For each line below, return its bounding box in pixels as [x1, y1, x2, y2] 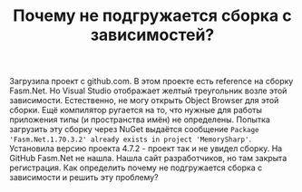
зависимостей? [90, 24, 215, 45]
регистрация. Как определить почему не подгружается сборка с [9, 162, 263, 173]
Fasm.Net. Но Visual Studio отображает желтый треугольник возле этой [9, 85, 287, 96]
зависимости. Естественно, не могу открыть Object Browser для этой [9, 95, 279, 106]
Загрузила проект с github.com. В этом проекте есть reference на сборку [9, 76, 294, 87]
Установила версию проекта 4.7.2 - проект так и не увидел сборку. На [9, 143, 283, 154]
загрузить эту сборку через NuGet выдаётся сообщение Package [9, 124, 260, 135]
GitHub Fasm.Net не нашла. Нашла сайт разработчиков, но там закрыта [9, 153, 287, 164]
